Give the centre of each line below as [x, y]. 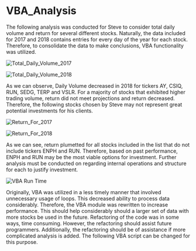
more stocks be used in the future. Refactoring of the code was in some [93, 217]
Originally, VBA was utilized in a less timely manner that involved [84, 192]
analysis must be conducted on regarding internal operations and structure [96, 163]
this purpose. [22, 242]
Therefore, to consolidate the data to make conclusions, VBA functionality [95, 46]
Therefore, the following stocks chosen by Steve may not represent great [94, 104]
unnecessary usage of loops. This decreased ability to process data [88, 198]
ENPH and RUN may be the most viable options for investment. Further [91, 157]
